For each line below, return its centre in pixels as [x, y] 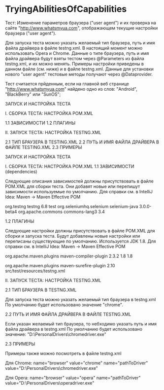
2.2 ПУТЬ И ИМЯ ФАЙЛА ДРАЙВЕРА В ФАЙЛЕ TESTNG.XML [68, 314]
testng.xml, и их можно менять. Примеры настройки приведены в [75, 64]
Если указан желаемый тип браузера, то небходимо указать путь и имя [81, 323]
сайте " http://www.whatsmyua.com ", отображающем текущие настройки [82, 28]
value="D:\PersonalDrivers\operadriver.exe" [50, 383]
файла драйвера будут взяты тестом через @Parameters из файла [75, 58]
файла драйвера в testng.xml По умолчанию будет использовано [74, 329]
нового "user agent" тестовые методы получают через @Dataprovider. [79, 74]
